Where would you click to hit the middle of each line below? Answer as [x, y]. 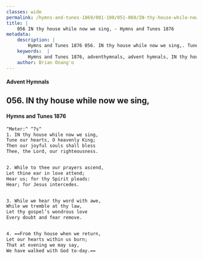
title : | [17, 23]
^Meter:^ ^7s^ [24, 129]
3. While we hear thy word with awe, [54, 201]
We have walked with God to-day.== [51, 251]
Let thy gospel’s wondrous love [47, 212]
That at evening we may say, [43, 245]
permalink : [20, 18]
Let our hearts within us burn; [47, 239]
